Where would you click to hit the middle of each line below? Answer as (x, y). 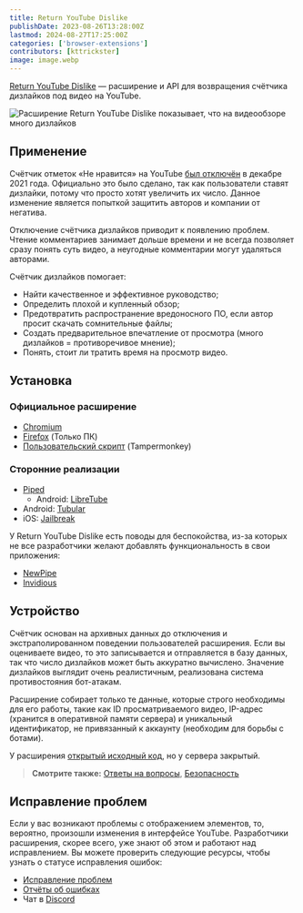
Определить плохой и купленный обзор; (101, 304)
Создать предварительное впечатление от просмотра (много (143, 332)
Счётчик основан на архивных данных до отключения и (118, 633)
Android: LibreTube (72, 499)
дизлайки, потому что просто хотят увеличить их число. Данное (135, 193)
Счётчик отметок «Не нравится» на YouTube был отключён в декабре (146, 173)
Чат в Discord (49, 899)
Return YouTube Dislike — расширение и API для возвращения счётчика (149, 86)
